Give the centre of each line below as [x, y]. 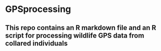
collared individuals [36, 43]
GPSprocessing [38, 9]
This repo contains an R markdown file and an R [81, 28]
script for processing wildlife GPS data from [75, 35]
